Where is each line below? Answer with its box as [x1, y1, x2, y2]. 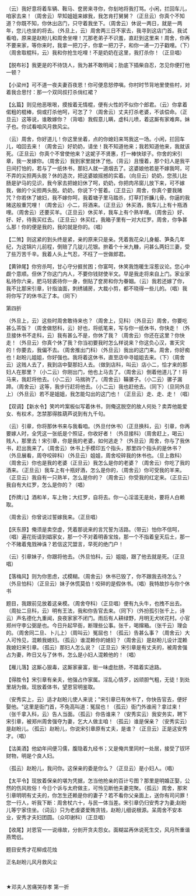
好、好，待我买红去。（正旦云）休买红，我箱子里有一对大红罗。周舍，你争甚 [6, 216, 188, 223]
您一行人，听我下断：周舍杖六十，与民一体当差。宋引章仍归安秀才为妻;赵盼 [6, 799, 187, 806]
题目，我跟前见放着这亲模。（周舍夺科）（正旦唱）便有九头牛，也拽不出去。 [6, 600, 185, 607]
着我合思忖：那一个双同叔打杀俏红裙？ [6, 88, 98, 96]
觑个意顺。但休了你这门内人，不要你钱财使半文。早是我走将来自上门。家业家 [6, 270, 190, 277]
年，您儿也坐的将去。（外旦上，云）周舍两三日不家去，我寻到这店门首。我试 [6, 27, 188, 34]
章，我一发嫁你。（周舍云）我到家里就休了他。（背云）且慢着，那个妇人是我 [6, 158, 185, 164]
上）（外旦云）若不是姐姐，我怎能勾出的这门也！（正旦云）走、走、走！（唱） [6, 390, 192, 397]
